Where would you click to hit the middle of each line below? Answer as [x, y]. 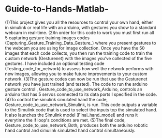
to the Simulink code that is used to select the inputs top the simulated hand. [81, 109]
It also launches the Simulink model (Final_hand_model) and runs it [71, 115]
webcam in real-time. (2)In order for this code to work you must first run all [80, 32]
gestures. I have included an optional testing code [55, 63]
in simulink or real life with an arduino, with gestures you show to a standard [81, 27]
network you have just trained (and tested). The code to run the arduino [76, 84]
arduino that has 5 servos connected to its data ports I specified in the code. [81, 94]
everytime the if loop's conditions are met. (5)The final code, [65, 120]
